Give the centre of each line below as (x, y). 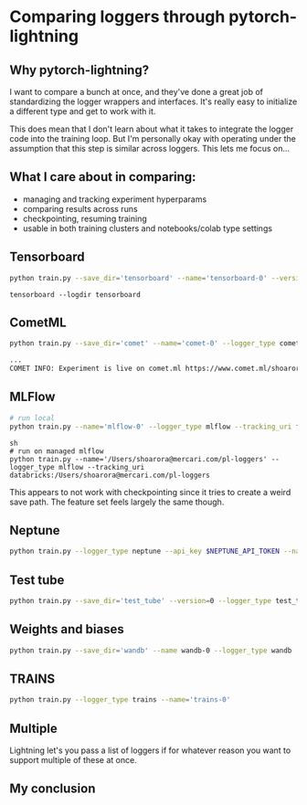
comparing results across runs (80, 208)
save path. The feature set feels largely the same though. (117, 502)
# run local (32, 418)
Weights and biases (67, 629)
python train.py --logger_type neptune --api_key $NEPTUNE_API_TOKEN (145, 551)
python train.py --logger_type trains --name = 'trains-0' (120, 700)
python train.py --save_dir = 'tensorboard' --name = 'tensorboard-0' (138, 278)
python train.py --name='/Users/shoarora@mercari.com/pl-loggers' (138, 459)
